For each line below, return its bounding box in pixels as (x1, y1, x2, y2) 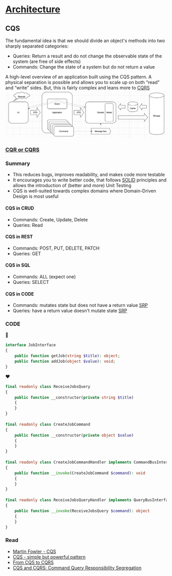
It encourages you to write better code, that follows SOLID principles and (12, 177, 167, 183)
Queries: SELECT (12, 279, 50, 285)
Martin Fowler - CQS (12, 548, 56, 554)
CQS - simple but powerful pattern (12, 553, 86, 560)
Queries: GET (12, 250, 41, 257)
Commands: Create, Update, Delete (12, 216, 88, 222)
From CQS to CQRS (12, 559, 54, 565)
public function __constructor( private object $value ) (14, 433, 134, 438)
